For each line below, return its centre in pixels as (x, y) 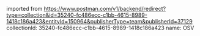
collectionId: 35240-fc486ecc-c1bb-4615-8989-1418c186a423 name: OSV (100, 28)
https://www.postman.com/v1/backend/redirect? (105, 9)
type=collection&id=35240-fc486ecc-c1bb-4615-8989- (77, 15)
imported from (24, 9)
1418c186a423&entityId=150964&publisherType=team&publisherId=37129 (99, 21)
